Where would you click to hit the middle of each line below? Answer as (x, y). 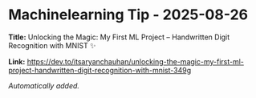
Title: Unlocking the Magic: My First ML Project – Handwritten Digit (119, 37)
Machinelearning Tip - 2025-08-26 (128, 15)
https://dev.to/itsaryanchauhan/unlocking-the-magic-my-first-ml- (136, 61)
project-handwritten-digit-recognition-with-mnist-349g (100, 70)
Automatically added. (44, 85)
